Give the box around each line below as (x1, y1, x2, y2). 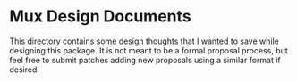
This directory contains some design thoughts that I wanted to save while (9, 36, 279, 46)
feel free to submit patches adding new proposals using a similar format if (9, 54, 281, 65)
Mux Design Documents (9, 6, 192, 27)
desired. (9, 64, 40, 75)
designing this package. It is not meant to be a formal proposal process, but (9, 45, 288, 55)
